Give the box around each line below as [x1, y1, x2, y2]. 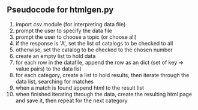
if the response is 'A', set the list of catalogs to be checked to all [15, 39, 173, 47]
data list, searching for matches [15, 78, 94, 85]
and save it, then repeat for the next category [15, 97, 128, 104]
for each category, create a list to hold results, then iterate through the [15, 71, 190, 78]
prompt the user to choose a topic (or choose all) [15, 33, 137, 41]
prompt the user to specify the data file [15, 27, 113, 34]
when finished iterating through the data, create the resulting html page [15, 90, 193, 97]
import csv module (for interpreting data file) [15, 20, 126, 27]
